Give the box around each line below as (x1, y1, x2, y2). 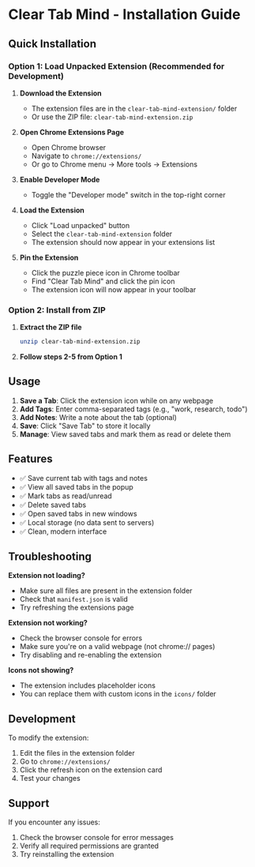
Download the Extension (19, 88, 103, 98)
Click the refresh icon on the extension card (19, 765, 163, 775)
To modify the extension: (8, 733, 89, 743)
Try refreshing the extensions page (19, 602, 134, 613)
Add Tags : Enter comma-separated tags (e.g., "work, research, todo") (19, 404, 248, 414)
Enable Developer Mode (19, 175, 100, 184)
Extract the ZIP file (19, 322, 82, 332)
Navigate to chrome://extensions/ (31, 151, 142, 160)
